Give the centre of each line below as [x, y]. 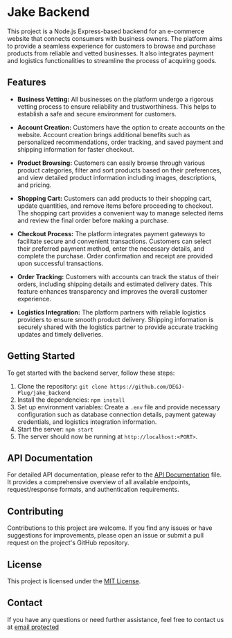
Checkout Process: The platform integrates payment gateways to [111, 233]
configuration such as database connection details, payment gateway [116, 414]
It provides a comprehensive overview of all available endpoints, [99, 482]
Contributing [35, 511]
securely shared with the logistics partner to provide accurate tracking [117, 327]
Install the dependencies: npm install [71, 400]
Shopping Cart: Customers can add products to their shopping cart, [115, 198]
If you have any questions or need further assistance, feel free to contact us [116, 619]
